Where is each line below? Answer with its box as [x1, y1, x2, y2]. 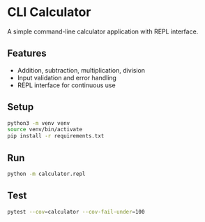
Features [7, 47, 47, 59]
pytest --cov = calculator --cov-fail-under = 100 [7, 208, 145, 215]
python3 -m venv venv [7, 119, 70, 126]
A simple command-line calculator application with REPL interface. [7, 27, 199, 36]
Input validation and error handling [17, 73, 117, 82]
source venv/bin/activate [7, 126, 82, 133]
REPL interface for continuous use [17, 81, 116, 89]
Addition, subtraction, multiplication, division [17, 66, 145, 74]
